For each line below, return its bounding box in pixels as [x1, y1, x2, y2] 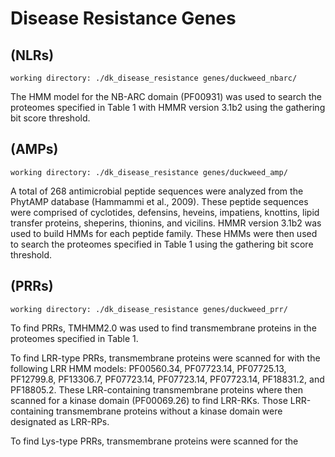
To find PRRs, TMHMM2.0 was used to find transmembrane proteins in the [10, 322, 317, 334]
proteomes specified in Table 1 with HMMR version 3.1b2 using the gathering [10, 102, 326, 113]
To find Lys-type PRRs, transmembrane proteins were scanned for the [10, 435, 299, 447]
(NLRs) [10, 47, 55, 64]
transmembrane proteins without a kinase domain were [56, 405, 283, 417]
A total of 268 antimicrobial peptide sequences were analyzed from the [10, 185, 304, 197]
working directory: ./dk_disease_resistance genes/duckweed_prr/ [10, 304, 288, 314]
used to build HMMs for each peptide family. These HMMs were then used [10, 227, 318, 239]
